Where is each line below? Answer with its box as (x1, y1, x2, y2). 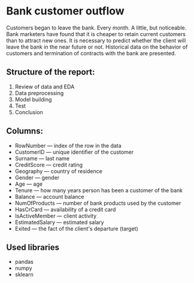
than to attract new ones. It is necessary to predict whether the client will (6, 37, 186, 44)
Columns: (6, 126, 44, 136)
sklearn (14, 271, 34, 278)
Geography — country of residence (14, 167, 103, 175)
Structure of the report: (6, 67, 95, 78)
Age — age (14, 180, 43, 187)
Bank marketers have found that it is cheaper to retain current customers (6, 30, 186, 37)
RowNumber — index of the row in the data (14, 142, 122, 149)
